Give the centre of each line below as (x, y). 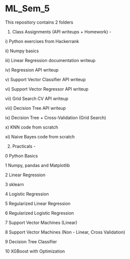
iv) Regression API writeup (32, 70)
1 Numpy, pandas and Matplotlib (38, 165)
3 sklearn (14, 184)
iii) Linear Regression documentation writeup (50, 60)
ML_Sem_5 (27, 9)
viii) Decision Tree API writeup (36, 108)
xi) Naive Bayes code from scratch (40, 136)
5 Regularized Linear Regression (38, 203)
